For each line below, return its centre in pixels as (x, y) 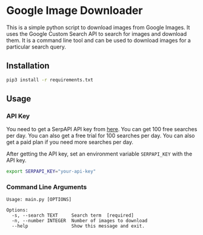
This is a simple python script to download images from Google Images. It (98, 27)
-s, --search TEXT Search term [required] (73, 216)
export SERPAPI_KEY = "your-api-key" (51, 172)
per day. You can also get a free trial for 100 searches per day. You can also (101, 136)
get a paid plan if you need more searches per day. (70, 142)
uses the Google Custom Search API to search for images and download (97, 33)
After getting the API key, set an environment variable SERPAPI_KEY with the (99, 154)
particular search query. (36, 47)
